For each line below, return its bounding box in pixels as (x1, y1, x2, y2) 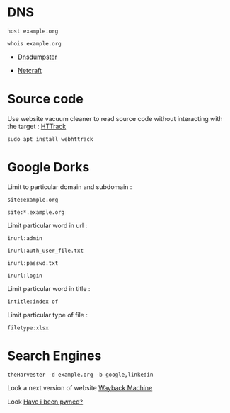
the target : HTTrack (7, 122, 67, 130)
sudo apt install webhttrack (7, 135, 93, 142)
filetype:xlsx (7, 324, 50, 332)
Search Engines (7, 348, 102, 363)
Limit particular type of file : (7, 310, 88, 319)
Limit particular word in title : (7, 284, 91, 293)
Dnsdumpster (17, 52, 58, 61)
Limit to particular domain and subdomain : (7, 182, 132, 191)
